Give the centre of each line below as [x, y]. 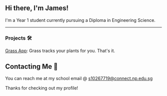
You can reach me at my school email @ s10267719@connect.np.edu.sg [79, 78]
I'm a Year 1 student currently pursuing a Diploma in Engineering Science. [80, 20]
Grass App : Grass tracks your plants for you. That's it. [60, 51]
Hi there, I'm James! [37, 8]
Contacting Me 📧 [32, 66]
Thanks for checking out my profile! [42, 88]
